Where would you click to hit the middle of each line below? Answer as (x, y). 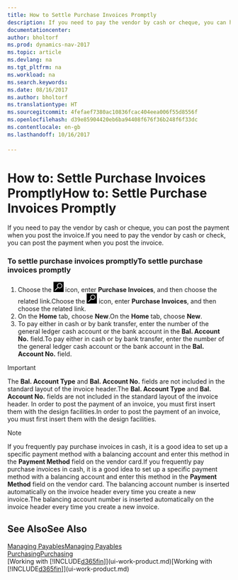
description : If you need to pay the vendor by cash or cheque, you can (117, 22)
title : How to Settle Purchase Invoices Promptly (82, 15)
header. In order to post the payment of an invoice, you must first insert (112, 403)
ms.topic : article (34, 52)
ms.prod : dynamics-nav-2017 (49, 45)
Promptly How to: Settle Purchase (107, 193)
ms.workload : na (31, 74)
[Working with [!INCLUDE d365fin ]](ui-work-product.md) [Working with (110, 561)
